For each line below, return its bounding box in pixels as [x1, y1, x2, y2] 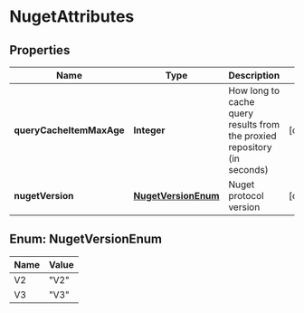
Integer [133, 124, 166, 137]
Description [228, 70, 280, 81]
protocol [228, 190, 264, 202]
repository [228, 141, 272, 153]
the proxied [228, 129, 278, 142]
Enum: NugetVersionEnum [9, 232, 163, 247]
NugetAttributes [9, 6, 135, 27]
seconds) [228, 164, 269, 175]
